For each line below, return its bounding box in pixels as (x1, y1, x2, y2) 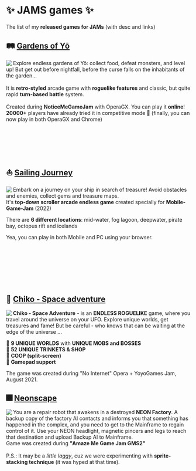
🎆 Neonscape (6, 393, 57, 403)
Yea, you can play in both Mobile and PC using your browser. (6, 233, 153, 240)
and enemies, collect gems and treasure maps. (6, 192, 119, 199)
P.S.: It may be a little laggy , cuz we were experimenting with (6, 452, 153, 459)
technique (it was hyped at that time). (29, 459, 120, 466)
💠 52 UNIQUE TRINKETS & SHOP (6, 346, 86, 353)
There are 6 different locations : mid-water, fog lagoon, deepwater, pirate (6, 216, 183, 223)
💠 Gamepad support (6, 358, 57, 365)
